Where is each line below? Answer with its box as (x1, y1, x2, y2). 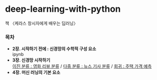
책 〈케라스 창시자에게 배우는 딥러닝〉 (5, 20, 78, 26)
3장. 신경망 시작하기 (12, 57, 51, 63)
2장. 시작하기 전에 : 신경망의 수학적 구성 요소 (12, 46, 97, 52)
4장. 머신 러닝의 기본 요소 (12, 70, 60, 76)
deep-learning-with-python (5, 3, 121, 15)
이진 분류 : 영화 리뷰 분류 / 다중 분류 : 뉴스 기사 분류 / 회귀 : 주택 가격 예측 (12, 63, 152, 69)
